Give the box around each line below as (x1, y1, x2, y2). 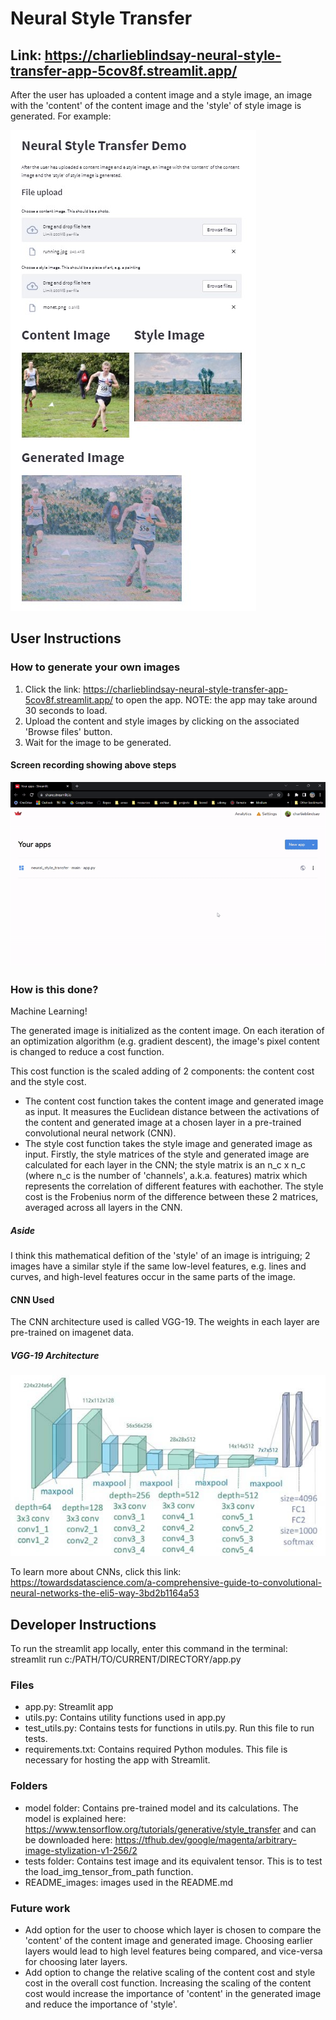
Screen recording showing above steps (10, 759, 177, 771)
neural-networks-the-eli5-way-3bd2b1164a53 (10, 1587, 200, 1599)
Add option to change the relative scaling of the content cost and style (24, 1967, 316, 1979)
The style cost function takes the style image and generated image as (24, 1138, 313, 1150)
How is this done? (10, 982, 99, 996)
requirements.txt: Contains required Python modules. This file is (24, 1743, 288, 1756)
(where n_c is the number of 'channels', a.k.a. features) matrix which (24, 1170, 308, 1182)
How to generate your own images (10, 660, 181, 674)
